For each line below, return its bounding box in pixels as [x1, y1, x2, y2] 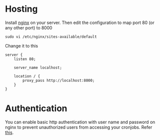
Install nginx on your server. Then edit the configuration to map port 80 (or [5, 20, 155, 25]
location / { [14, 73, 40, 79]
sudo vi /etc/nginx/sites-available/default [5, 34, 97, 39]
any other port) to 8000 [5, 24, 53, 30]
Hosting [5, 3, 38, 15]
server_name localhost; [14, 65, 62, 70]
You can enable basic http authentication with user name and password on [5, 119, 155, 125]
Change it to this [5, 43, 38, 48]
